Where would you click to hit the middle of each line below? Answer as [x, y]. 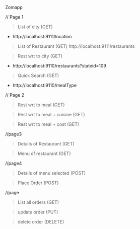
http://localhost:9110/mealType [45, 85]
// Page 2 [15, 95]
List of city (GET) [35, 27]
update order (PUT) [38, 212]
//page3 [14, 134]
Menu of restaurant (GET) [44, 154]
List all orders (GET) [38, 202]
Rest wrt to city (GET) [40, 56]
